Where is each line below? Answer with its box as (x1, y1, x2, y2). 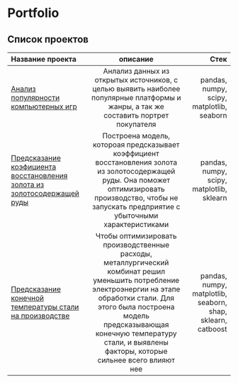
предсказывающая (103, 320, 169, 329)
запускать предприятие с (91, 202, 181, 211)
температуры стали (11, 302, 79, 311)
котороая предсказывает (92, 140, 180, 150)
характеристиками (103, 220, 169, 229)
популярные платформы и (91, 93, 181, 102)
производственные (103, 240, 170, 250)
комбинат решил (107, 267, 166, 276)
